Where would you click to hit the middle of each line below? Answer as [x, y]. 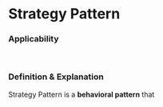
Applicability [34, 39]
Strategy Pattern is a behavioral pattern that [81, 94]
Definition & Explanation [56, 77]
